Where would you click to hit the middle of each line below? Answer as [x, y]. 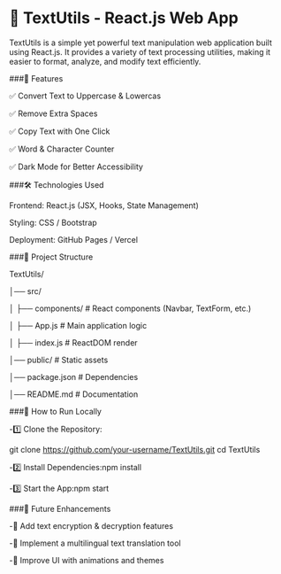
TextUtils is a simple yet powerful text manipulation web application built [140, 43]
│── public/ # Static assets [59, 360]
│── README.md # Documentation [74, 394]
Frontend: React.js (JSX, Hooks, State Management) [104, 205]
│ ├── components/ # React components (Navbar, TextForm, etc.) [130, 308]
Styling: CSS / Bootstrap [53, 222]
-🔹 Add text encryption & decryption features [91, 525]
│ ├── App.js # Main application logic [78, 325]
